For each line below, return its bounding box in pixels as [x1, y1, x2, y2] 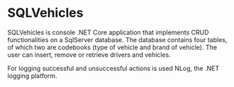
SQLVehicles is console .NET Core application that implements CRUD [7, 28, 209, 36]
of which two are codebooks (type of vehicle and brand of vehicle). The [7, 43, 218, 51]
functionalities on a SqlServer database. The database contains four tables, [7, 35, 228, 43]
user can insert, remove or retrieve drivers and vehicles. [7, 51, 172, 59]
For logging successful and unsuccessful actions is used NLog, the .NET [7, 64, 220, 72]
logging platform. [7, 72, 58, 80]
